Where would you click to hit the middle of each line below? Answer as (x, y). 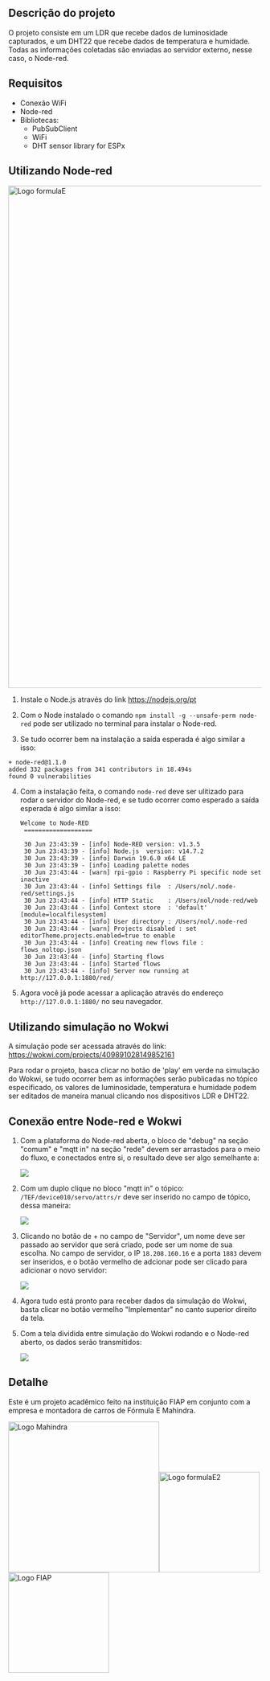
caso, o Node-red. (39, 58)
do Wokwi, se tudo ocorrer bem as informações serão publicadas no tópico (133, 1079)
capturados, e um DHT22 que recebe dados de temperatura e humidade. (129, 41)
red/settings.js (47, 894)
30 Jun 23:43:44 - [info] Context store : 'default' (116, 908)
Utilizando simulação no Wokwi (88, 1027)
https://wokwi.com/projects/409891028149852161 (92, 1055)
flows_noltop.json (51, 950)
